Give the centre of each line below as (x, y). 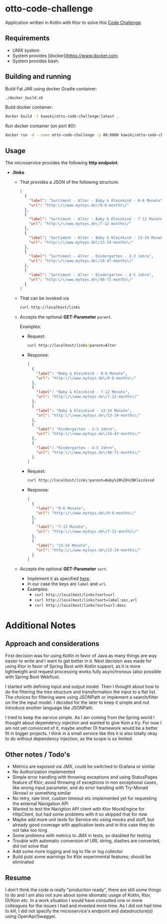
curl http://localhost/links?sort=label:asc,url (86, 600)
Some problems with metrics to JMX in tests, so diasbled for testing (82, 836)
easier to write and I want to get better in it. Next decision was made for (79, 661)
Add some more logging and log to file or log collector (68, 852)
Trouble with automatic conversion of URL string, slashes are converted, (86, 841)
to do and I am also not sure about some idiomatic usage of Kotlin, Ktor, (78, 895)
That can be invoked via (44, 298)
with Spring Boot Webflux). (33, 677)
